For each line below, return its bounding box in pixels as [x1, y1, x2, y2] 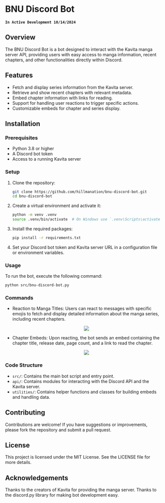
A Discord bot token [12, 151, 53, 157]
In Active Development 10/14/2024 [5, 20, 76, 25]
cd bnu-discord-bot [12, 194, 53, 199]
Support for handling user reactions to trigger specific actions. [12, 100, 139, 106]
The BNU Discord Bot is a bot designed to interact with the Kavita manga [5, 46, 153, 52]
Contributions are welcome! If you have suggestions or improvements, [5, 421, 148, 427]
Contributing [5, 409, 45, 417]
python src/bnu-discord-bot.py [5, 283, 69, 288]
